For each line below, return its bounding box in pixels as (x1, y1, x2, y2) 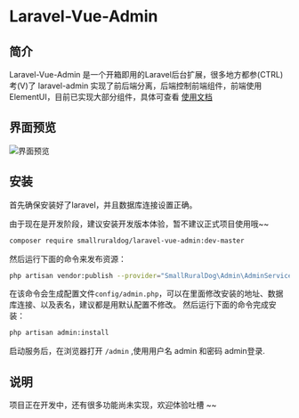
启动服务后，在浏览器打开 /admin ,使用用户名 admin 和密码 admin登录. (9, 346, 265, 357)
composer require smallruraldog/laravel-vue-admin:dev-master (9, 236, 245, 245)
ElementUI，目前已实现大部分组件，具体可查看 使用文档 (9, 92, 214, 102)
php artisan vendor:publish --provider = (9, 271, 162, 280)
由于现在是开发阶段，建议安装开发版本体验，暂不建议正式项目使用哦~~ (9, 218, 270, 229)
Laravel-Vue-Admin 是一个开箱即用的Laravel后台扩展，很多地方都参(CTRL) (9, 70, 283, 79)
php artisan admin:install (9, 328, 109, 338)
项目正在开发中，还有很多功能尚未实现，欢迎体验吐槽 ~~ (9, 399, 217, 411)
